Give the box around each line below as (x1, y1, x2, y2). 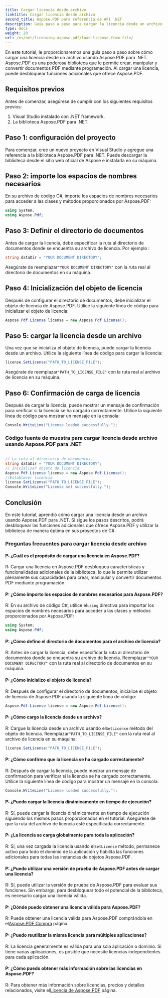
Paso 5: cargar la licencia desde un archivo (5, 331, 142, 340)
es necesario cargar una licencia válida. (5, 893, 87, 899)
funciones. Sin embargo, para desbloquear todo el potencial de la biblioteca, (5, 887, 163, 894)
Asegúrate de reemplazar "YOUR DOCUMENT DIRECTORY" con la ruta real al (5, 264, 151, 270)
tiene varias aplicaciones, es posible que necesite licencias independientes (5, 948, 160, 954)
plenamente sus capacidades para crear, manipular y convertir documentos (5, 574, 162, 580)
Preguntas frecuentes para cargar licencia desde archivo (5, 540, 147, 547)
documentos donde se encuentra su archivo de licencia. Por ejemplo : (5, 245, 150, 251)
